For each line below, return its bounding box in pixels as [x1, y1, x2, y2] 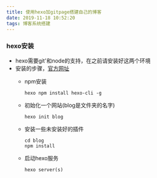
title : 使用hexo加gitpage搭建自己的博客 [6, 9, 102, 15]
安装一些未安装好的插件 [24, 125, 84, 133]
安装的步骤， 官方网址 [15, 64, 69, 72]
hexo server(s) [24, 166, 63, 172]
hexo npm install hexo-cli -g [24, 90, 102, 96]
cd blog [24, 137, 44, 144]
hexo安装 [6, 42, 34, 50]
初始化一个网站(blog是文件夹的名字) [24, 101, 115, 109]
